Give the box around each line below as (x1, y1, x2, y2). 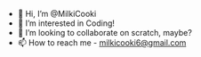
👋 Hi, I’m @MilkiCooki (17, 9, 97, 19)
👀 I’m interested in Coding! (17, 18, 116, 28)
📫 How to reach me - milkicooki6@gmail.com (17, 37, 187, 48)
